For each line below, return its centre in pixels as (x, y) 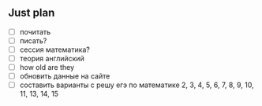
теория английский (52, 58)
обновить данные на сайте (65, 76)
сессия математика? (55, 49)
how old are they (47, 68)
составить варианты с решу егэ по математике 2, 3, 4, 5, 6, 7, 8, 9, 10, (137, 85)
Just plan (32, 13)
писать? (33, 40)
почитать (35, 31)
